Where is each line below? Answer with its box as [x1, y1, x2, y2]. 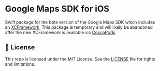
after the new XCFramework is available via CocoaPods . [5, 29, 117, 35]
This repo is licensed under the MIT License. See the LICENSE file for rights [5, 56, 156, 62]
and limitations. [5, 61, 35, 67]
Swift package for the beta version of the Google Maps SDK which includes [5, 19, 156, 25]
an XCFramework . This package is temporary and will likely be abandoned [5, 24, 153, 30]
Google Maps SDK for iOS [5, 3, 110, 14]
